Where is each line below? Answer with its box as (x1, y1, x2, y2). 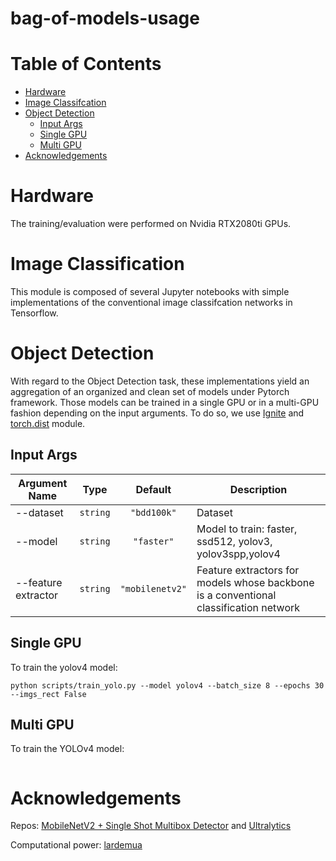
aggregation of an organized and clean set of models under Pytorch (10, 385, 290, 397)
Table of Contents (10, 53, 162, 76)
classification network (196, 600, 301, 614)
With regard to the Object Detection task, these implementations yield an (10, 375, 310, 387)
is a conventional (196, 588, 277, 602)
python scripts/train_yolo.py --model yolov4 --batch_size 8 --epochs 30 (10, 680, 325, 691)
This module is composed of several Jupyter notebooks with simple (10, 286, 290, 297)
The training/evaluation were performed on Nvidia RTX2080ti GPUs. (10, 218, 292, 230)
